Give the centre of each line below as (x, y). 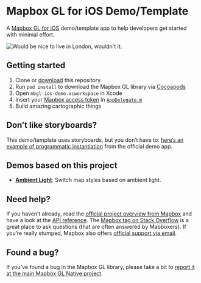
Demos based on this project (62, 165)
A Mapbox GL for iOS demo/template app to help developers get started (97, 28)
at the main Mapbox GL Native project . (55, 273)
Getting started (36, 65)
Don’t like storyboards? (52, 125)
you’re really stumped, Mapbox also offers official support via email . (92, 233)
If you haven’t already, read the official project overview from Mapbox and (99, 214)
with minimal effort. (30, 34)
